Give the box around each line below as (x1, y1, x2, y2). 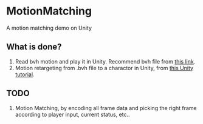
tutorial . (15, 71, 35, 78)
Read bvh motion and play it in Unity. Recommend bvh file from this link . (15, 57, 196, 65)
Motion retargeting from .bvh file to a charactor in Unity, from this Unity (15, 64, 193, 71)
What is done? (6, 42, 62, 52)
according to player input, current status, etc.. (15, 111, 130, 118)
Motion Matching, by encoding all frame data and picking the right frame (15, 104, 198, 111)
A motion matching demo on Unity (6, 24, 92, 31)
